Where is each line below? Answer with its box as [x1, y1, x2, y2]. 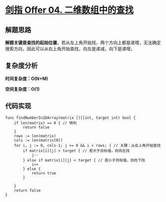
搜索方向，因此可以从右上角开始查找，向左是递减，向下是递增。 [5, 46, 135, 52]
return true [31, 170, 56, 175]
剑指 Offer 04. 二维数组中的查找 [5, 4, 134, 16]
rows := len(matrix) [14, 134, 56, 138]
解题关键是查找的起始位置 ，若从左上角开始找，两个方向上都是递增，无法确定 [5, 40, 161, 45]
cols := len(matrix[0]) [14, 137, 63, 143]
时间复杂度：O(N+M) [5, 75, 48, 81]
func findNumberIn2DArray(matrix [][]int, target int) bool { [5, 115, 136, 120]
